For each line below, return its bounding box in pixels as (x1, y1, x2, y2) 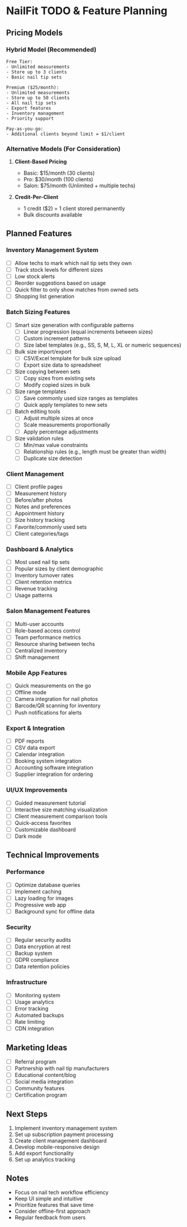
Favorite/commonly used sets (14, 523, 87, 530)
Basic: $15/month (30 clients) (23, 169, 95, 177)
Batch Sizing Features (6, 308, 71, 316)
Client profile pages (14, 483, 63, 491)
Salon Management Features (6, 607, 90, 615)
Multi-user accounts (14, 620, 64, 627)
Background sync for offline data (14, 908, 95, 915)
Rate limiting (14, 1019, 45, 1026)
